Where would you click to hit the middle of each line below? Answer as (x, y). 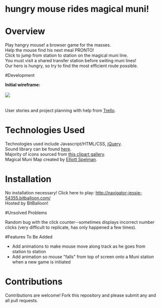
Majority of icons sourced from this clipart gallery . (55, 154)
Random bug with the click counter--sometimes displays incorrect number (80, 222)
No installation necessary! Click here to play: (50, 193)
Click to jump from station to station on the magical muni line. (67, 55)
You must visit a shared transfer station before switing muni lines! (71, 61)
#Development (20, 75)
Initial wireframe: (23, 85)
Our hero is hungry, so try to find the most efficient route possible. (71, 66)
